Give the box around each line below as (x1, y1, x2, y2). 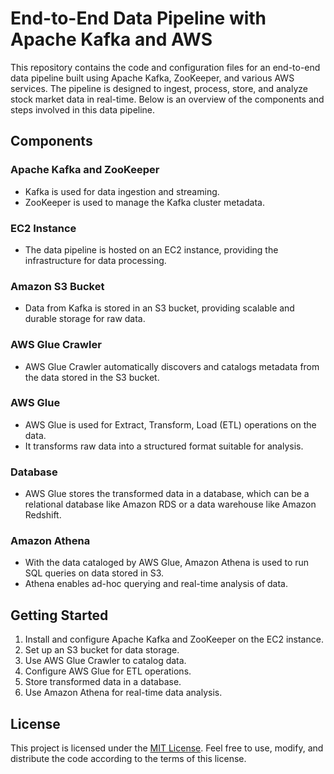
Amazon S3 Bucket (10, 279, 105, 293)
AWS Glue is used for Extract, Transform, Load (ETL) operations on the (24, 418, 317, 431)
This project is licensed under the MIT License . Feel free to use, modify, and (10, 742, 324, 754)
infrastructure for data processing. (24, 254, 167, 266)
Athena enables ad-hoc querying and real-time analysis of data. (24, 578, 288, 590)
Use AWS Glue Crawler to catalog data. (24, 655, 187, 667)
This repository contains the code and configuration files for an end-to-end (10, 61, 321, 73)
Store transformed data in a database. (24, 676, 182, 688)
